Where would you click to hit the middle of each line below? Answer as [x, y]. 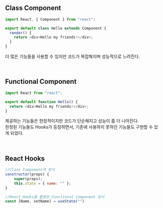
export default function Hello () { [41, 102]
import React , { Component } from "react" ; [50, 19]
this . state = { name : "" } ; [42, 183]
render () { [21, 33]
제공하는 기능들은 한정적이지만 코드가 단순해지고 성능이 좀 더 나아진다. [72, 121]
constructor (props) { [27, 174]
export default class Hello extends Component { [56, 28]
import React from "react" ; [34, 93]
